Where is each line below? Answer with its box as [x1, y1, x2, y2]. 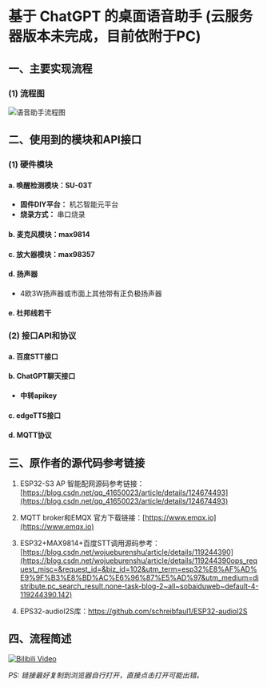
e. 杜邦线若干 [8, 308, 52, 318]
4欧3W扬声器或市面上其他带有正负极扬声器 [19, 288, 162, 298]
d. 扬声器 [8, 269, 38, 279]
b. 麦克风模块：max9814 [8, 229, 90, 239]
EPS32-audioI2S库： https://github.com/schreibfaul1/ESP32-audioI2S [19, 606, 248, 617]
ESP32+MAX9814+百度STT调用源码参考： [19, 538, 160, 548]
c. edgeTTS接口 [8, 410, 62, 420]
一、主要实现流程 [8, 62, 93, 75]
